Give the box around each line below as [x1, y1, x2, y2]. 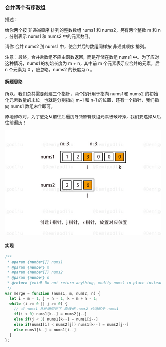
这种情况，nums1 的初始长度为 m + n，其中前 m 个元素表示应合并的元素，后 [5, 60, 160, 66]
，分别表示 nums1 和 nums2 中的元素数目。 [5, 33, 93, 39]
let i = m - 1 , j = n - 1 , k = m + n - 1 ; [9, 296, 98, 301]
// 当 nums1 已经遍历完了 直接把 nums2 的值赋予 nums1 [14, 307, 119, 311]
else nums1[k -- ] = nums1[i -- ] [14, 327, 77, 332]
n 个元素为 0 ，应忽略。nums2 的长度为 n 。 [5, 67, 95, 73]
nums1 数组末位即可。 [10, 103, 55, 109]
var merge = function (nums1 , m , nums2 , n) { [5, 291, 100, 296]
